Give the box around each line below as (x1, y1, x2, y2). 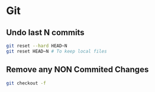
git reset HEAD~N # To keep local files (6, 48, 108, 54)
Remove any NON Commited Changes (6, 64, 149, 74)
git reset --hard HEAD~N (6, 43, 67, 49)
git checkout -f (6, 80, 46, 86)
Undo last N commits (6, 28, 85, 38)
